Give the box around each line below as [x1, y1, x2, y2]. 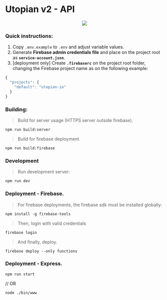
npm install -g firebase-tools [5, 211, 71, 216]
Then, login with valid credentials [17, 220, 87, 226]
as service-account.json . [12, 54, 65, 61]
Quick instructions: [5, 32, 53, 39]
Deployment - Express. [5, 260, 63, 267]
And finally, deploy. [17, 238, 58, 245]
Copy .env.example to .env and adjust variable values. [12, 44, 124, 50]
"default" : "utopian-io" [14, 84, 66, 89]
